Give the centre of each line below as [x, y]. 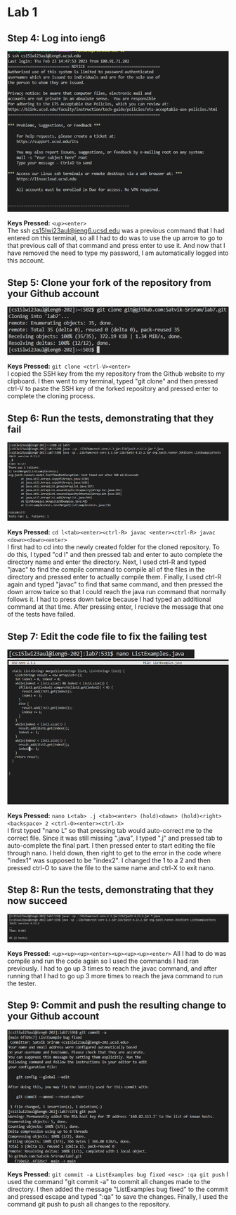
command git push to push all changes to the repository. [89, 1204]
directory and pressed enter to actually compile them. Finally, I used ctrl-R [114, 577]
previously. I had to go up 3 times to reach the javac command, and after [112, 968]
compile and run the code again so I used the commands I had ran [103, 961]
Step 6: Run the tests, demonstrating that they [111, 418]
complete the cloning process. [51, 396]
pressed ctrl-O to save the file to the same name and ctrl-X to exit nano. [111, 867]
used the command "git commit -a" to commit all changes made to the [109, 1181]
